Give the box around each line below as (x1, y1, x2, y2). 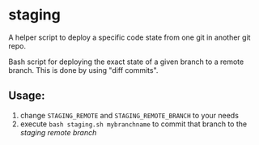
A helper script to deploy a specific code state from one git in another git (8, 32, 251, 42)
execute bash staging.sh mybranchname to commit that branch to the (19, 119, 248, 129)
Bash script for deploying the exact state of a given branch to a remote (8, 57, 244, 66)
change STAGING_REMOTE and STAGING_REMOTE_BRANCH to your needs (19, 110, 239, 120)
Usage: (8, 89, 46, 103)
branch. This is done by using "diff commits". (8, 65, 159, 75)
